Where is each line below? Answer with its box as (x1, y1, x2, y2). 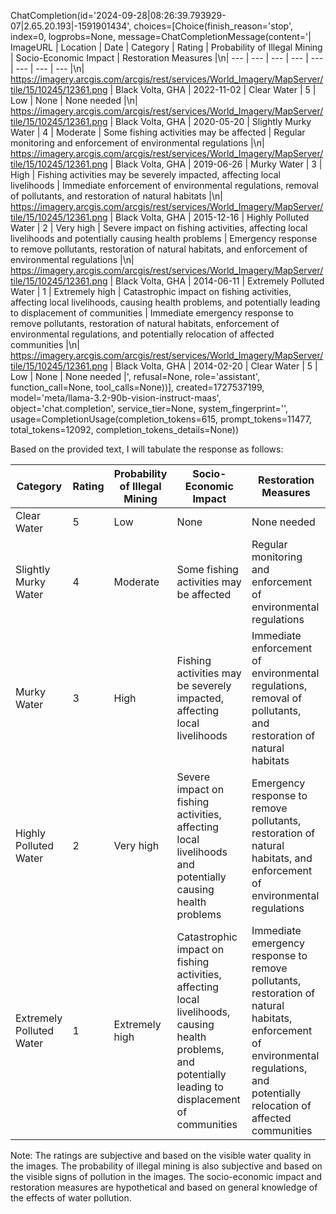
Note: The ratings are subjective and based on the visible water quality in (10, 1150, 312, 1161)
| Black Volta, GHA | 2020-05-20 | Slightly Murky (109, 116, 312, 127)
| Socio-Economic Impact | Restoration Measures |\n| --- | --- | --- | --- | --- (10, 52, 324, 64)
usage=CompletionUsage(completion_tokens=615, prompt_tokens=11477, (10, 413, 312, 425)
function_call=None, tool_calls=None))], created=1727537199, (10, 381, 265, 393)
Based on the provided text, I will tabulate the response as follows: (10, 443, 284, 455)
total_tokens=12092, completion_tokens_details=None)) (10, 424, 239, 435)
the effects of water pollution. (10, 1192, 132, 1204)
